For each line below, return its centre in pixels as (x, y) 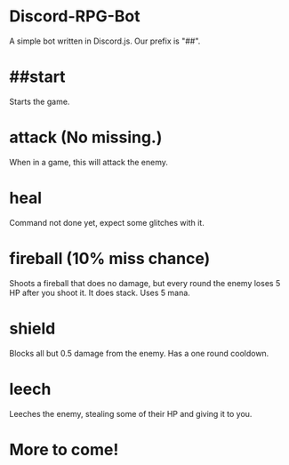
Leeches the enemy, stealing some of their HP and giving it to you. (131, 413)
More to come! (64, 449)
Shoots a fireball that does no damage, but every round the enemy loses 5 (145, 283)
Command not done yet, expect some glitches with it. (107, 222)
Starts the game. (40, 101)
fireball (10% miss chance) (110, 258)
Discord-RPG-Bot (75, 16)
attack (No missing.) (86, 137)
